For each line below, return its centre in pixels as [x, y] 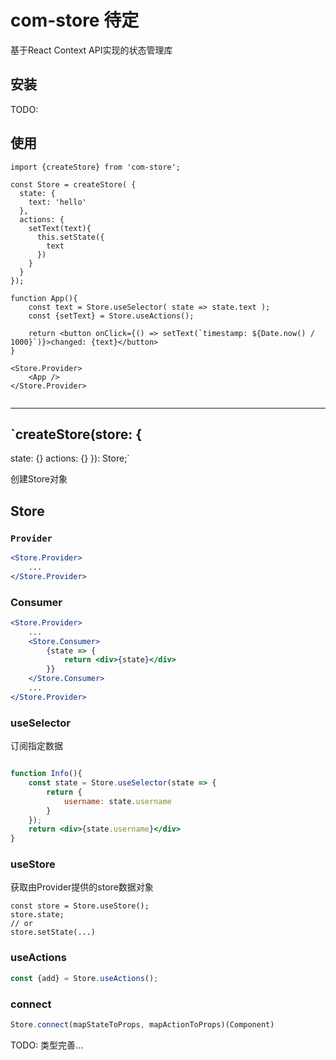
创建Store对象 [39, 479]
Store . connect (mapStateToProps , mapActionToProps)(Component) [142, 1024]
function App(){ [44, 298]
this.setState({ [70, 237]
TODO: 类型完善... [47, 1045]
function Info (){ [46, 774]
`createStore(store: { [76, 434]
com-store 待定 [75, 20]
